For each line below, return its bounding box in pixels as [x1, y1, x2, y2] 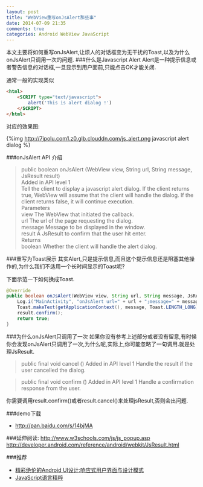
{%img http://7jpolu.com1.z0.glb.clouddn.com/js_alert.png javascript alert [6, 135, 189, 142]
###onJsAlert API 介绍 [6, 153, 63, 161]
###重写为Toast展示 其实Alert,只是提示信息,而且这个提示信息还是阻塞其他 [6, 255, 190, 263]
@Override [6, 287, 31, 293]
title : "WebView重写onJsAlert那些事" [6, 14, 97, 21]
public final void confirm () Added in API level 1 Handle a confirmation [21, 378, 195, 385]
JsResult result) [21, 172, 60, 179]
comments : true [6, 25, 45, 32]
